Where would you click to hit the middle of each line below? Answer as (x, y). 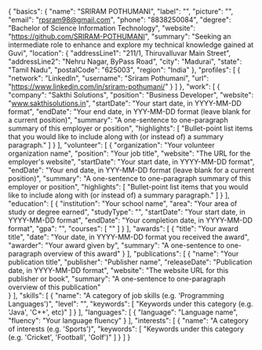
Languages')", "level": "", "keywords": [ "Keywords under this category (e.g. (131, 304)
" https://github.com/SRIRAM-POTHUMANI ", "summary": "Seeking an (120, 36)
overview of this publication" (55, 287)
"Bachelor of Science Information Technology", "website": (102, 28)
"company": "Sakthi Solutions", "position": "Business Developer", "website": (131, 95)
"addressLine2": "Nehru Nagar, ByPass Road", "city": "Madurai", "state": (125, 61)
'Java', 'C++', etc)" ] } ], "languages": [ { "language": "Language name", (123, 312)
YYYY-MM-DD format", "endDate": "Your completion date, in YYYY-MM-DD (131, 220)
